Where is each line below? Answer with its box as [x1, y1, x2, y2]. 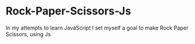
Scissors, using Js [5, 30, 51, 37]
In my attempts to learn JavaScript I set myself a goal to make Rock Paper [5, 24, 189, 31]
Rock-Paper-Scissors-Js [5, 4, 132, 18]
